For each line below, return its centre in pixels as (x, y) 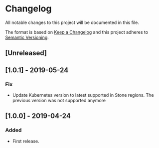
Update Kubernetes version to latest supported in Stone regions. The (83, 95)
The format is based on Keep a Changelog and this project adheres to (77, 32)
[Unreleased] (26, 53)
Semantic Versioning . (27, 37)
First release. (26, 141)
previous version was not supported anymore (59, 101)
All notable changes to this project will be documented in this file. (72, 22)
